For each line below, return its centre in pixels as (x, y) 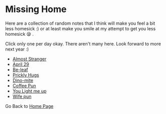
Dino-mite (23, 80)
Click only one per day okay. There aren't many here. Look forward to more (83, 43)
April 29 (21, 64)
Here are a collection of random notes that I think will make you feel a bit (80, 23)
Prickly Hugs (26, 75)
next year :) (17, 49)
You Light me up (29, 91)
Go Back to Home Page (29, 106)
